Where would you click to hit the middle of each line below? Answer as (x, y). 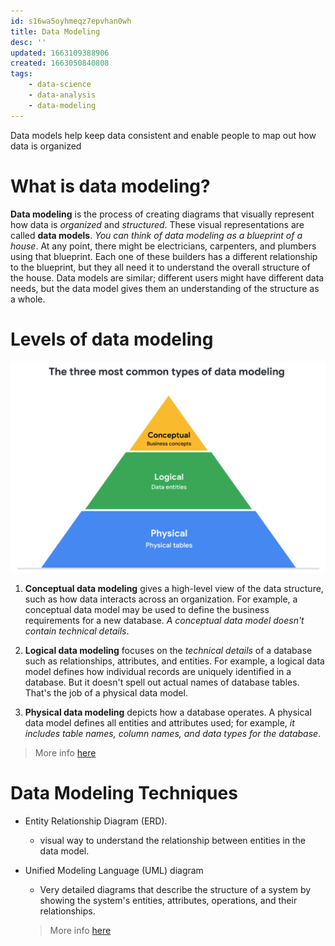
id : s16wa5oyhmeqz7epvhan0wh (71, 21)
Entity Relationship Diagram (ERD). (96, 821)
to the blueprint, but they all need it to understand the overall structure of (160, 267)
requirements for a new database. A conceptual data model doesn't (164, 621)
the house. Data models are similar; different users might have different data (167, 277)
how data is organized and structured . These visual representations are (157, 224)
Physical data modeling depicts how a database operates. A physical (168, 712)
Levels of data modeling (112, 339)
